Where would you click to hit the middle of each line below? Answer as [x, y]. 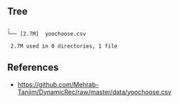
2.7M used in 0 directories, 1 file [64, 46]
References [33, 68]
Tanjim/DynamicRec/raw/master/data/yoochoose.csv [94, 92]
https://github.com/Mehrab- [58, 84]
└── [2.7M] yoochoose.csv [47, 34]
